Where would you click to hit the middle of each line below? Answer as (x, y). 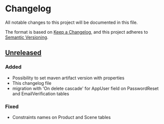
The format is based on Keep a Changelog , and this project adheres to (77, 32)
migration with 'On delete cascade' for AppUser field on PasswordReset (85, 88)
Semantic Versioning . (27, 37)
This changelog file (32, 83)
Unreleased (23, 53)
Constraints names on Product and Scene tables (61, 117)
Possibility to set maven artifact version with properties (68, 78)
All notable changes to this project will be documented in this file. (72, 22)
